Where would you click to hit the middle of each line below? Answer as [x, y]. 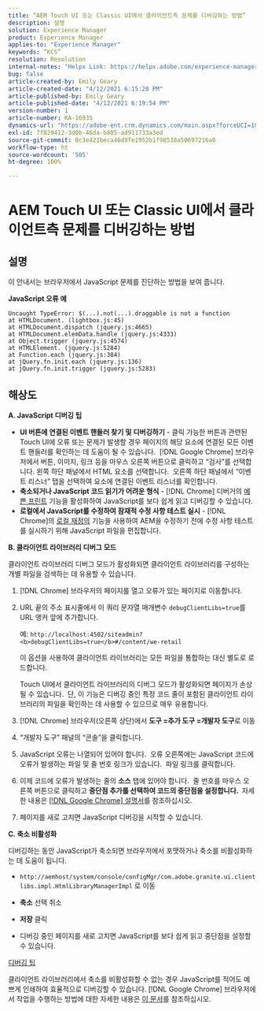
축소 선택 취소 [40, 902]
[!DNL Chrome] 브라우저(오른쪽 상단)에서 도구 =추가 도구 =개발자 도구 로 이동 [137, 720]
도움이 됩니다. [46, 860]
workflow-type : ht [38, 147]
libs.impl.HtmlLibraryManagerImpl [76, 886]
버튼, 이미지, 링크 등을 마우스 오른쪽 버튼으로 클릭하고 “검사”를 [136, 461]
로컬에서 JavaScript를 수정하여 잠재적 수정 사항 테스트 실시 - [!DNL [123, 511]
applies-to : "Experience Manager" [65, 45]
